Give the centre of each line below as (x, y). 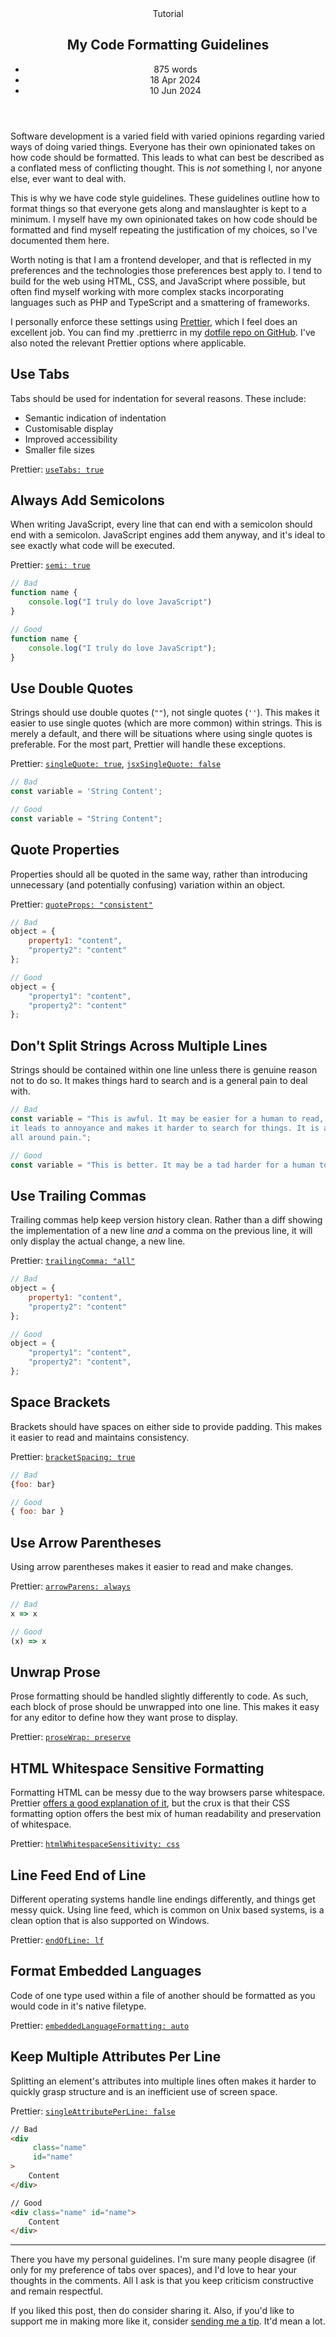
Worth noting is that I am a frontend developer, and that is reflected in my (161, 259)
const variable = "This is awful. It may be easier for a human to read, (167, 1119)
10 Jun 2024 (175, 90)
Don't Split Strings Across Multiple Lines (139, 1045)
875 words (175, 69)
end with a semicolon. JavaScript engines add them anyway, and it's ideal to (168, 535)
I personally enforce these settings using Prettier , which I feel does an (154, 321)
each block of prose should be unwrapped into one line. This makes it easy (165, 1707)
